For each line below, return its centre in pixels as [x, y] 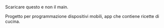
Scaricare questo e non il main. [37, 7]
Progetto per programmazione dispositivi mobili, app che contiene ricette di [82, 16]
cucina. [13, 21]
